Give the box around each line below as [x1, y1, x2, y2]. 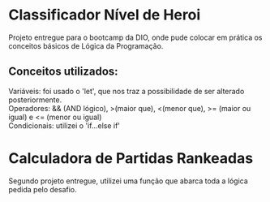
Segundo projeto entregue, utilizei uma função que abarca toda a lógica [8, 176, 249, 186]
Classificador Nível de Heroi [8, 6, 201, 24]
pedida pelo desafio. [8, 184, 77, 194]
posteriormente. [8, 95, 62, 105]
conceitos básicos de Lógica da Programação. [8, 41, 164, 50]
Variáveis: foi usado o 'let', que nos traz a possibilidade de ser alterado [8, 86, 245, 96]
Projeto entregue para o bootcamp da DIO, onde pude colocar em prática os [8, 32, 263, 42]
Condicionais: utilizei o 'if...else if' [8, 120, 120, 131]
